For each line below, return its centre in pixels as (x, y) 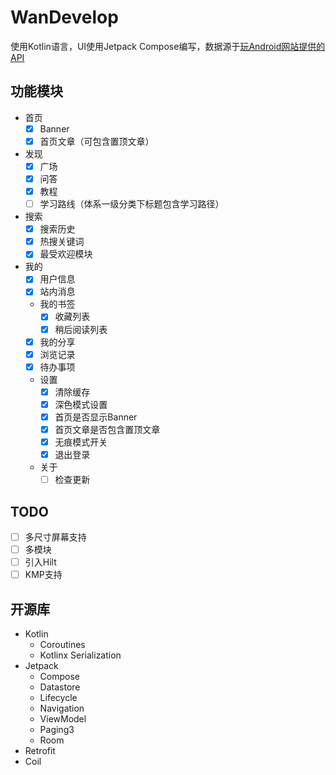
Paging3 (57, 730)
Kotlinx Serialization (80, 655)
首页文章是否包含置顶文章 (107, 429)
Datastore (60, 687)
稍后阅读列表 (81, 329)
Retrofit (40, 751)
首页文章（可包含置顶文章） (97, 141)
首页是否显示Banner (96, 417)
